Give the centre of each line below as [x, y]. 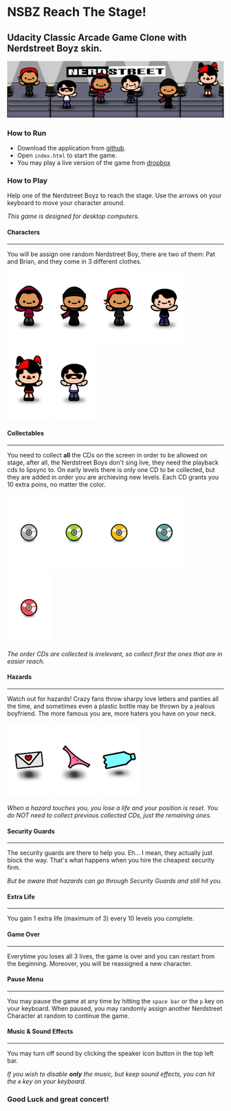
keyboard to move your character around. [66, 203]
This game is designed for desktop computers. [73, 216]
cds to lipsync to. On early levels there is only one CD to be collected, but [111, 469]
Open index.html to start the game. [67, 155]
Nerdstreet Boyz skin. [55, 48]
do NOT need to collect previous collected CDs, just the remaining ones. [109, 816]
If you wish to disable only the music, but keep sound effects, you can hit [111, 1074]
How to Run [27, 133]
